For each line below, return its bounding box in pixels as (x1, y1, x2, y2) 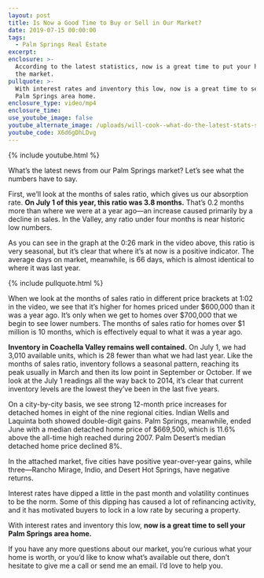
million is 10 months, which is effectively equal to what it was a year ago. (8, 327, 243, 336)
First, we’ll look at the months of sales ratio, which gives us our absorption (8, 189, 249, 198)
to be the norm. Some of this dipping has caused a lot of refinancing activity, (8, 497, 256, 506)
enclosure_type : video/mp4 (8, 99, 97, 107)
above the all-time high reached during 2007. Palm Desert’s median (8, 432, 226, 442)
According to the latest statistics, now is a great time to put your (15, 63, 251, 71)
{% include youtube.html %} (8, 150, 100, 160)
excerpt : (8, 48, 37, 56)
